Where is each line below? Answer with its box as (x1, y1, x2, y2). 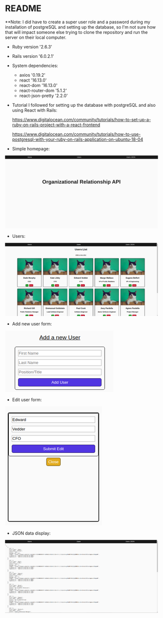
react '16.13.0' (19, 77, 47, 83)
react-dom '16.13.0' (19, 82, 58, 88)
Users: (12, 234, 26, 239)
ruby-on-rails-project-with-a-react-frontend (12, 122, 100, 128)
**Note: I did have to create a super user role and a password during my (5, 19, 150, 25)
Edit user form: (12, 397, 42, 402)
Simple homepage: (12, 146, 50, 151)
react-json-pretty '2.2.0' (19, 93, 68, 99)
